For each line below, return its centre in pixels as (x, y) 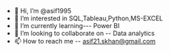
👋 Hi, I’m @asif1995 (42, 11)
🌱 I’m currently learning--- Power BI (67, 26)
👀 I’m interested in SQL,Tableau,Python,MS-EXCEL (88, 18)
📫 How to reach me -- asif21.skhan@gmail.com (85, 41)
